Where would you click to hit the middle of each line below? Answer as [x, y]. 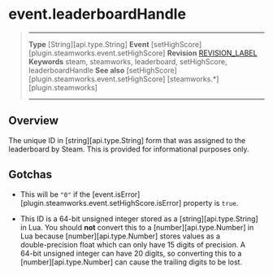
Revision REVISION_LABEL [212, 53]
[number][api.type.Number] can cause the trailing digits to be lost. [131, 262]
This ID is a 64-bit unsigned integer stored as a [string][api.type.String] [139, 218]
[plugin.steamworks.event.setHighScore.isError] [101, 203]
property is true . [211, 203]
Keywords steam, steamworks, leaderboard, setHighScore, [128, 61]
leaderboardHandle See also [76, 70]
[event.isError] [116, 194]
